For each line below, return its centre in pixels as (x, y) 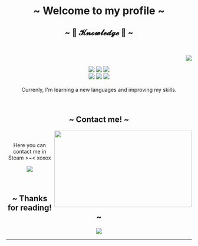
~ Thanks (29, 199)
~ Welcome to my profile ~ (99, 11)
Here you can (29, 145)
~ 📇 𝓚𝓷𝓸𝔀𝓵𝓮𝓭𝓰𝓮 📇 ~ (99, 33)
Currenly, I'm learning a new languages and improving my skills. (99, 90)
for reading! (29, 208)
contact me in (29, 151)
